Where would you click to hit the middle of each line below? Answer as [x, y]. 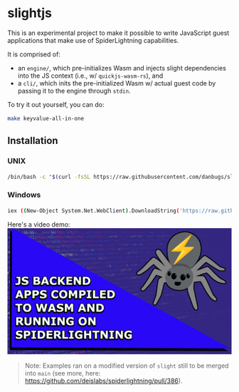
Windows [24, 195]
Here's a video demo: [39, 224]
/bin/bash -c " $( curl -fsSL [49, 177]
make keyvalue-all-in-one [46, 118]
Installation [33, 141]
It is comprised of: [34, 54]
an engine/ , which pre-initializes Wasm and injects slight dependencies [122, 68]
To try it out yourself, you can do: [56, 104]
